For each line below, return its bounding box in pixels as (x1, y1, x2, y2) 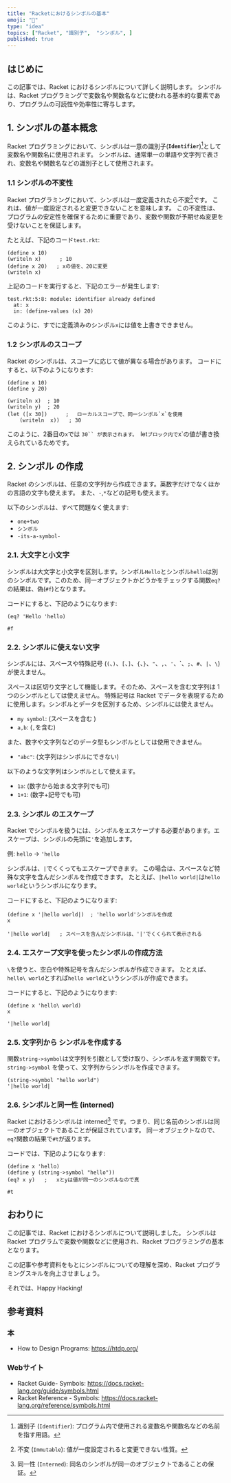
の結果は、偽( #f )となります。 (7, 585, 89, 593)
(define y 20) (7, 385, 48, 392)
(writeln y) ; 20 (7, 403, 60, 411)
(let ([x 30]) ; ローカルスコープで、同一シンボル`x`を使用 (7, 411, 184, 418)
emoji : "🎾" (7, 17, 38, 23)
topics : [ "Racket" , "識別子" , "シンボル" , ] (7, 29, 133, 37)
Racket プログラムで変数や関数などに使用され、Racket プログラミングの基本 (7, 1237, 224, 1246)
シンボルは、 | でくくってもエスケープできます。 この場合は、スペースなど (7, 864, 214, 873)
